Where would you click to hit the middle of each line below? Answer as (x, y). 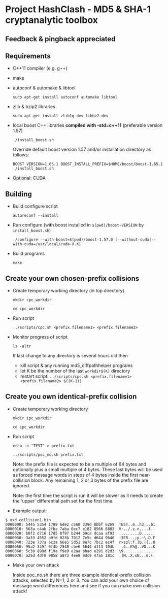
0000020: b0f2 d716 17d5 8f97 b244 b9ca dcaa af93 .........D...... (80, 533)
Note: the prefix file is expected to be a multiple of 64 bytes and (79, 464)
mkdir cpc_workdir (32, 300)
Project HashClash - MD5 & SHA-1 (78, 9)
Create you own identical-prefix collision (71, 397)
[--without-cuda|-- (136, 240)
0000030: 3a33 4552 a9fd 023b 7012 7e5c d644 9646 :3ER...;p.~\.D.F (80, 538)
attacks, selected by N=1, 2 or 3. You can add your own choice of (81, 580)
